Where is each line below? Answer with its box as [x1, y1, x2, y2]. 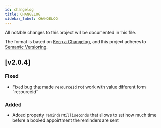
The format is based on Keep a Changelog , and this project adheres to [5, 39, 146, 45]
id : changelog [5, 7, 34, 12]
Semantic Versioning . [5, 44, 48, 50]
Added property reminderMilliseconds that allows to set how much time [12, 112, 157, 118]
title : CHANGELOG [5, 12, 40, 17]
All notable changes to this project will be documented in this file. [5, 30, 137, 36]
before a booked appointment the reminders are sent [12, 117, 119, 123]
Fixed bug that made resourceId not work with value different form [12, 84, 146, 90]
